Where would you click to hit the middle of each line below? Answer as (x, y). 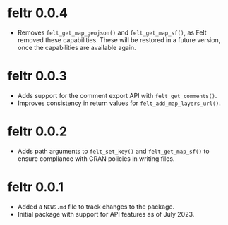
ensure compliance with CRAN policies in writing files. (96, 158)
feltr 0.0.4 (38, 13)
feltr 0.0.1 (36, 187)
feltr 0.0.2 (37, 132)
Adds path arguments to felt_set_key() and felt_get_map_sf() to (113, 151)
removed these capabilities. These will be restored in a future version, (119, 39)
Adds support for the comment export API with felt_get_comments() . (117, 95)
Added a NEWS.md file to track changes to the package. (96, 207)
